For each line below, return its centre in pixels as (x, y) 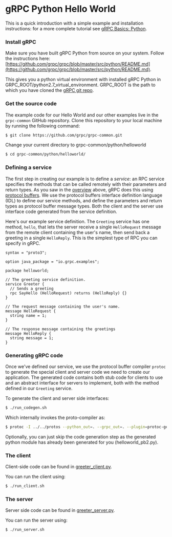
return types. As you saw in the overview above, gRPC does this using (79, 189)
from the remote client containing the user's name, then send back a (78, 232)
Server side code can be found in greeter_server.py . (60, 510)
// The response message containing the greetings (60, 329)
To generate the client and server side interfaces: (57, 398)
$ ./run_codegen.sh (26, 408)
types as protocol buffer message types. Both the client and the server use (84, 206)
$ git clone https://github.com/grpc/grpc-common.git (64, 135)
